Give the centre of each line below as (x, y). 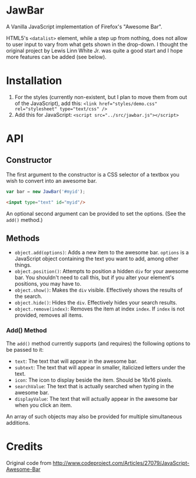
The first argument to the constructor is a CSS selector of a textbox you (93, 174)
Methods (23, 239)
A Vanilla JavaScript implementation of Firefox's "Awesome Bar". (84, 27)
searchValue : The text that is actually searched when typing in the (94, 386)
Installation (34, 81)
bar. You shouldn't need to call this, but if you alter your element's (94, 277)
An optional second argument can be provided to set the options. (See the (96, 214)
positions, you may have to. (48, 284)
